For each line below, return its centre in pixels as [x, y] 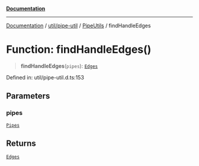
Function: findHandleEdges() [79, 50]
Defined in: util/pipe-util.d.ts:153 [45, 77]
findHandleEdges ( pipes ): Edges [59, 66]
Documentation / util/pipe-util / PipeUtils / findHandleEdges [78, 25]
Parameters [28, 96]
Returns [21, 144]
